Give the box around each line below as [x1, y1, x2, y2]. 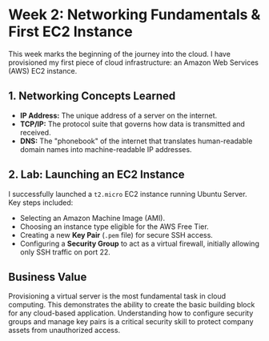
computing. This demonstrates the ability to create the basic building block [8, 300, 255, 310]
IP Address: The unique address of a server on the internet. [19, 110, 218, 120]
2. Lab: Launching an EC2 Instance [8, 168, 185, 182]
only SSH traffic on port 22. [19, 247, 110, 257]
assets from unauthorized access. [8, 326, 121, 335]
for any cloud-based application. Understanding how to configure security [8, 308, 254, 318]
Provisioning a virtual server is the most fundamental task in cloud [8, 291, 227, 301]
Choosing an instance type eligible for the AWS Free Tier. [19, 222, 210, 231]
